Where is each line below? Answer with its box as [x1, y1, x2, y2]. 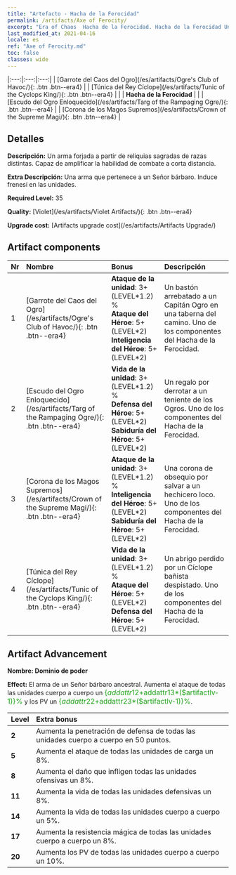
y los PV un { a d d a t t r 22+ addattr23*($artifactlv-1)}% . [24, 697, 193, 706]
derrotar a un [164, 386, 207, 396]
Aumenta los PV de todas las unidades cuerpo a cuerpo [36, 848, 220, 857]
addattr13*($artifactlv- [143, 687, 219, 697]
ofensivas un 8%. [36, 775, 93, 785]
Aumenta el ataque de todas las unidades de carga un [36, 746, 214, 756]
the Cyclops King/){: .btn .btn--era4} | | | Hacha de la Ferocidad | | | [7, 90, 204, 98]
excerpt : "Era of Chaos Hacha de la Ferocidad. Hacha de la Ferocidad [7, 23, 221, 30]
